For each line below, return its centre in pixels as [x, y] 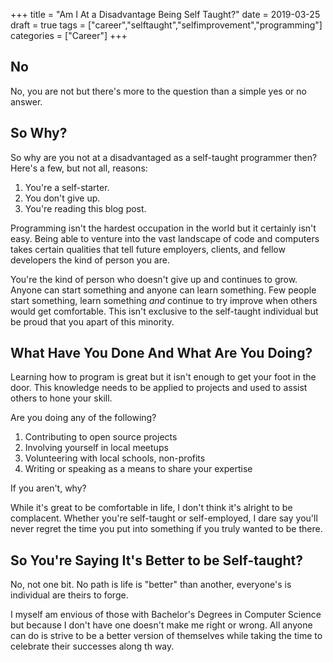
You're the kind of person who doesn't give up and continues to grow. [154, 279]
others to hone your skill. [61, 398]
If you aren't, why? [48, 488]
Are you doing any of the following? [83, 418]
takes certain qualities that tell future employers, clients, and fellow [148, 249]
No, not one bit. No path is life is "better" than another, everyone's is [151, 585]
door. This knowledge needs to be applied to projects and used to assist [159, 388]
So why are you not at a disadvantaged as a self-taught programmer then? [164, 157]
